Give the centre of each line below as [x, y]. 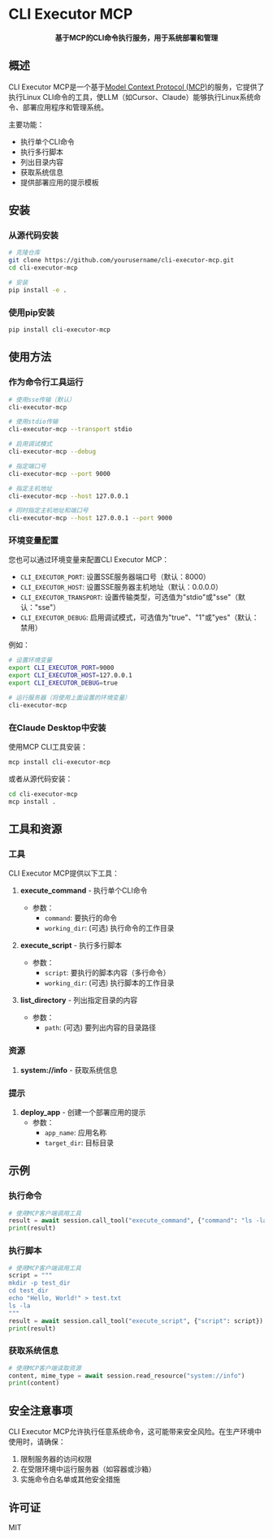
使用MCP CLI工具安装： [48, 747]
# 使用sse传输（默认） [42, 400]
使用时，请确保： [37, 1442]
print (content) [34, 1383]
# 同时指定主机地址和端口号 [49, 511]
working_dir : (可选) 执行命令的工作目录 [109, 928]
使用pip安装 [32, 312]
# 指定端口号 [27, 466]
